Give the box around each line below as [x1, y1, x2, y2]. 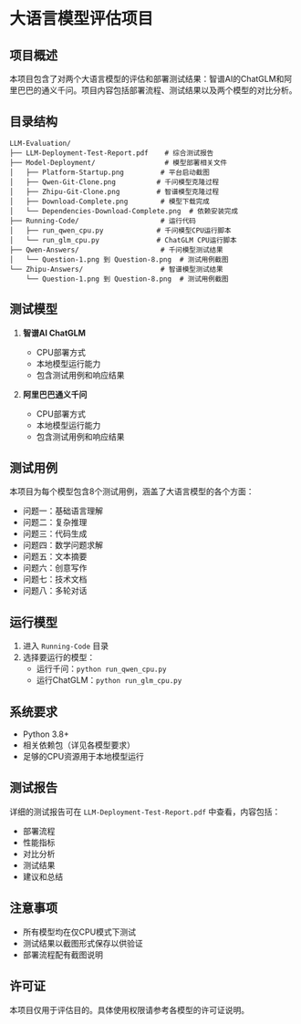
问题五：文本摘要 [22, 551, 88, 562]
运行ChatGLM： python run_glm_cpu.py [36, 675, 182, 686]
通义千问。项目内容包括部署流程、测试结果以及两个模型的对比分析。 [40, 85, 297, 96]
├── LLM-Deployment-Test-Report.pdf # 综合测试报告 [9, 148, 214, 158]
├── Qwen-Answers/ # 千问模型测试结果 [9, 245, 223, 254]
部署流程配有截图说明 [22, 949, 103, 960]
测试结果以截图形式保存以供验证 [22, 937, 143, 948]
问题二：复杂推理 [22, 517, 88, 528]
